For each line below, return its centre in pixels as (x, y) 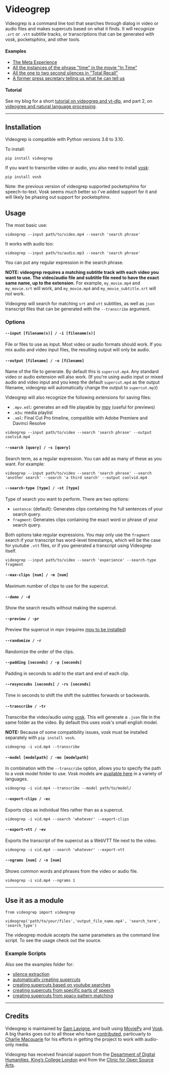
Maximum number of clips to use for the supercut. (57, 586)
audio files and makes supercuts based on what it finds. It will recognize (80, 28)
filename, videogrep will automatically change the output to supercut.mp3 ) (82, 388)
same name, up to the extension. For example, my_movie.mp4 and (73, 283)
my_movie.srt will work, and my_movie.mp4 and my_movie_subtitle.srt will (81, 288)
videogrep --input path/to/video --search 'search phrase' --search (78, 473)
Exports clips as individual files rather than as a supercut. (65, 810)
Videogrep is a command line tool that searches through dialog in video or (82, 23)
